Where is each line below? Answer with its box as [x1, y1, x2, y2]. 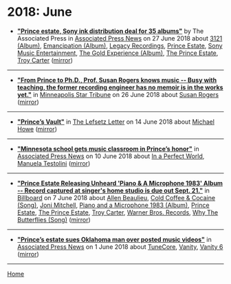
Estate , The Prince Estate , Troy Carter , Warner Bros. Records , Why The [16, 208, 219, 217]
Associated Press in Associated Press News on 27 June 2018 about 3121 [16, 34, 223, 42]
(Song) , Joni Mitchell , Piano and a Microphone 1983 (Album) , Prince [16, 201, 210, 209]
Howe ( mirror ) [16, 124, 57, 133]
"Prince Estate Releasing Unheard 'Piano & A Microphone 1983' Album [16, 179, 223, 187]
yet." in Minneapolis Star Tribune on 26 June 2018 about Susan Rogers [16, 90, 219, 98]
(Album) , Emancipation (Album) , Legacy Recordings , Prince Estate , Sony [16, 41, 223, 50]
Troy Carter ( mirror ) [16, 56, 74, 64]
